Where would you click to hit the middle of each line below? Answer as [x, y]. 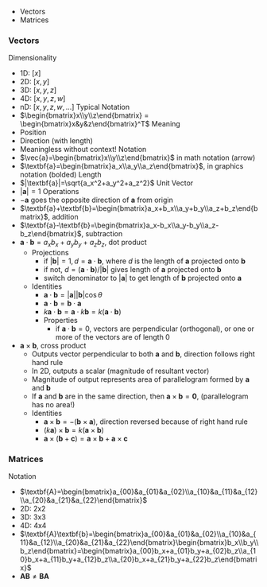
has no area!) [53, 405]
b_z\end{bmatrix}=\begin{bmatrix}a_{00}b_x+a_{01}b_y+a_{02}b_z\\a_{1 [138, 551]
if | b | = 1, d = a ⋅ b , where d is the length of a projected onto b [145, 261]
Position [33, 132]
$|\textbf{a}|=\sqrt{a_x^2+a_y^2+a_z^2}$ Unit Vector [106, 183]
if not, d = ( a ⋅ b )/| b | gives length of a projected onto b [132, 270]
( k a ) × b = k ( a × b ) [74, 430]
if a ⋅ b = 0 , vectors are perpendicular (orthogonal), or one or [155, 328]
